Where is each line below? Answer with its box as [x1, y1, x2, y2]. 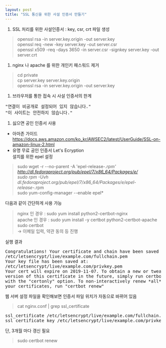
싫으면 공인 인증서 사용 [12, 120, 56, 126]
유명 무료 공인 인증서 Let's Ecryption [12, 147, 84, 153]
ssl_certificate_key [5, 318, 55, 323]
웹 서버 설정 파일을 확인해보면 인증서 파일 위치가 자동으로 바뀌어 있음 [5, 293, 137, 299]
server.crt [17, 52, 38, 58]
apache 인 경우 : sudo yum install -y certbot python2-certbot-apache [17, 217, 157, 223]
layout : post [5, 7, 32, 12]
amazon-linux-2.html [12, 141, 55, 147]
